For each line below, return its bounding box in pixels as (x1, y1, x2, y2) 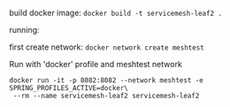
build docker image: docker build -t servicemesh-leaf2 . (9, 8, 223, 18)
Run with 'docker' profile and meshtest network (9, 59, 183, 69)
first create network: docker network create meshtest (9, 42, 205, 52)
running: (9, 25, 40, 34)
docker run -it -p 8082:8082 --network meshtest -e (9, 76, 203, 85)
